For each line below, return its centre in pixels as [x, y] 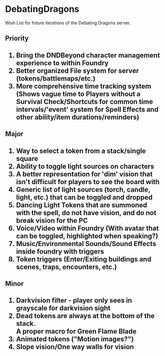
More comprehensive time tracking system [84, 86]
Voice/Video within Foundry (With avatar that [87, 228]
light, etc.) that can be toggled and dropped [84, 197]
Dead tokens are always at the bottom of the [85, 316]
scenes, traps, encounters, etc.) [66, 267]
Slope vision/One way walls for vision [75, 347]
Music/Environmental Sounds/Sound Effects [86, 244]
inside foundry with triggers [60, 251]
